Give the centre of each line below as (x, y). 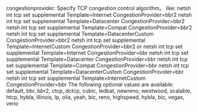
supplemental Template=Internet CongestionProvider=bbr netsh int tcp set (98, 53)
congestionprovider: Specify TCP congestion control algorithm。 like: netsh (99, 8)
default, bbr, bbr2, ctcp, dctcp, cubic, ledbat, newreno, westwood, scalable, (99, 91)
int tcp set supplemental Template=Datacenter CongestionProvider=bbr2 (96, 21)
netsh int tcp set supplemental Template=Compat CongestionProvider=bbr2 (99, 27)
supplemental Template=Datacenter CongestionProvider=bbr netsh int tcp (97, 59)
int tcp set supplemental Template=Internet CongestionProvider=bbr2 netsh (99, 15)
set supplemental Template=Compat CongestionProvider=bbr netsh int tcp (98, 66)
